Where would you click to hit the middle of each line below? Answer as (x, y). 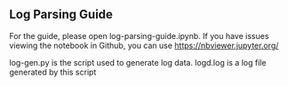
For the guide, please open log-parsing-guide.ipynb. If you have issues (139, 35)
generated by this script (53, 72)
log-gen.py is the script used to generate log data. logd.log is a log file (138, 62)
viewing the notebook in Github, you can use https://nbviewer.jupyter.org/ (144, 45)
